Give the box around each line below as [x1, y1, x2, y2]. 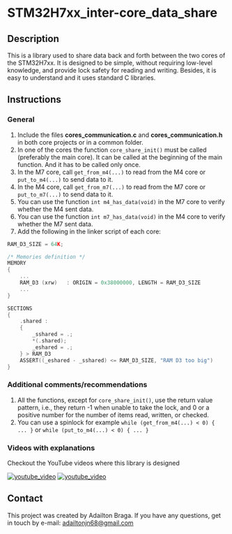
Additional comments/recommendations [7, 380, 148, 389]
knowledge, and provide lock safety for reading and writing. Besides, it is [7, 66, 217, 74]
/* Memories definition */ [7, 253, 86, 260]
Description [7, 33, 59, 45]
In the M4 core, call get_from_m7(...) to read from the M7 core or [17, 182, 206, 191]
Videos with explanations [7, 442, 95, 452]
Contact [7, 493, 43, 505]
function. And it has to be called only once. [17, 160, 141, 168]
